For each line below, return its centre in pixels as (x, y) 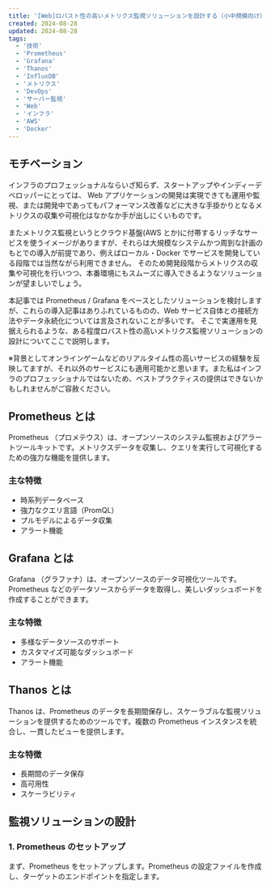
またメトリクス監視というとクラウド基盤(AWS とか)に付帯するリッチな (126, 233)
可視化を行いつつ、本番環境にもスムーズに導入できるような (121, 273)
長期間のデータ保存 (52, 773)
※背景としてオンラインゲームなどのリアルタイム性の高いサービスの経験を (131, 358)
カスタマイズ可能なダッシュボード (77, 652)
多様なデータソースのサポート (70, 642)
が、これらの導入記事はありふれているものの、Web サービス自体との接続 (130, 310)
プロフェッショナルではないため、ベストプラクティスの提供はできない (139, 378)
